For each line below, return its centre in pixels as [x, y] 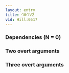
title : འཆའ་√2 [20, 15]
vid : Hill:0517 [21, 19]
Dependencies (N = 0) [33, 37]
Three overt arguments [34, 65]
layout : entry [20, 10]
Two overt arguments [32, 51]
